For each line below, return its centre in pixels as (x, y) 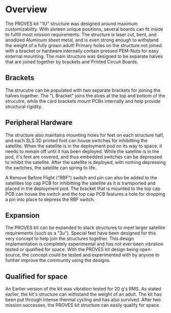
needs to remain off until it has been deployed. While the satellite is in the (82, 151)
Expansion (22, 215)
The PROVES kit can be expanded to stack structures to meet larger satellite (85, 228)
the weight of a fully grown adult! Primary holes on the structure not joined (83, 45)
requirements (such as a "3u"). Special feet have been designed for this (81, 233)
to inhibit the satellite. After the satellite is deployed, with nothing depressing (86, 162)
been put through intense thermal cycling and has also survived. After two (83, 300)
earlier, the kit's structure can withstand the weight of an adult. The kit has (83, 294)
